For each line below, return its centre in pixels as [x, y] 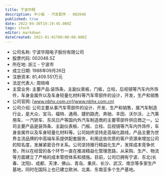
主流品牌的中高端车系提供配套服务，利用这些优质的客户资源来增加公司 [88, 138]
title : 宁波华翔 [20, 10]
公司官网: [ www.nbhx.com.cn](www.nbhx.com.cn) [63, 101]
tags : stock [17, 28]
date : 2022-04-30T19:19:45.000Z [38, 23]
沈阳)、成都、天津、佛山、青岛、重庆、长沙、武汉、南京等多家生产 [89, 163]
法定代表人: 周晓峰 [31, 83]
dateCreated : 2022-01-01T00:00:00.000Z [46, 38]
